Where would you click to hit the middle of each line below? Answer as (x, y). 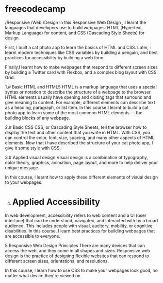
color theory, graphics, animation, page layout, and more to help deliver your (81, 162)
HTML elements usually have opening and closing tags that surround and (78, 97)
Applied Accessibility (56, 202)
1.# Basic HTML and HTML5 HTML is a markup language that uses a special (81, 87)
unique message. (22, 168)
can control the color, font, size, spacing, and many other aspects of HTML (80, 138)
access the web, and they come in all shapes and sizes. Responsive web (78, 250)
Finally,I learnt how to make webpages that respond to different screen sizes (81, 67)
